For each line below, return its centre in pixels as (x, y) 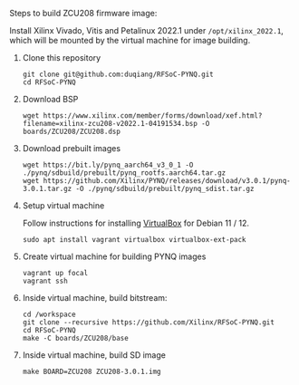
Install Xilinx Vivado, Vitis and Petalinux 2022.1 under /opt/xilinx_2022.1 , (146, 30)
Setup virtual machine (63, 206)
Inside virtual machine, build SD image (94, 355)
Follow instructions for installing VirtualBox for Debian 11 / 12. (135, 223)
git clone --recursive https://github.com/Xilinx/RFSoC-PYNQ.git (148, 322)
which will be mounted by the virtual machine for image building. (130, 40)
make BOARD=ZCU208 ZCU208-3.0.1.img (92, 371)
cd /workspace (49, 314)
